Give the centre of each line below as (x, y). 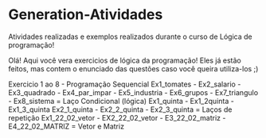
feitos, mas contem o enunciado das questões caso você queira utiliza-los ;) (133, 68)
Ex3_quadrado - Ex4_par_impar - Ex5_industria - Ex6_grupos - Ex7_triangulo (133, 92)
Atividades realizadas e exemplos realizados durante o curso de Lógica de (130, 36)
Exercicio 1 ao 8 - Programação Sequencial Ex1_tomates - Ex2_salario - (125, 84)
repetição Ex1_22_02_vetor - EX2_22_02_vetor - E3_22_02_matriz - (117, 117)
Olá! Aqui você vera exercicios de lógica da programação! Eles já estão (125, 60)
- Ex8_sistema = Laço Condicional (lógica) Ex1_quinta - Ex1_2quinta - (121, 101)
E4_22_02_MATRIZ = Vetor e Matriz (66, 126)
